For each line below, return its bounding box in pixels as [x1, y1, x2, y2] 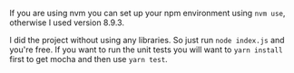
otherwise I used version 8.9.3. [9, 17, 125, 28]
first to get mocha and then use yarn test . [9, 54, 168, 64]
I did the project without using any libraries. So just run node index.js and [9, 35, 285, 45]
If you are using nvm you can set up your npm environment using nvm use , [9, 8, 286, 18]
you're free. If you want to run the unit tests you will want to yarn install [9, 44, 283, 55]
